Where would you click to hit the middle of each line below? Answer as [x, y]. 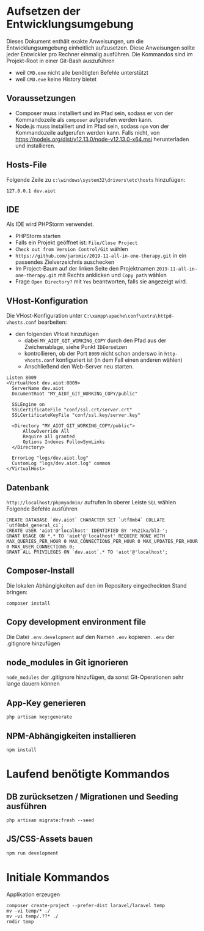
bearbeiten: [52, 322]
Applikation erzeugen [33, 894]
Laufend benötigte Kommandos [88, 774]
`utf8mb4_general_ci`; [35, 525]
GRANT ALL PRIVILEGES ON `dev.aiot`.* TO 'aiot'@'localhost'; [87, 552]
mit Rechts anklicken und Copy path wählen [112, 275]
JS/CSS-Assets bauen [50, 839]
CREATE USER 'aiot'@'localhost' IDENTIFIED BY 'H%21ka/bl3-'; [87, 531]
